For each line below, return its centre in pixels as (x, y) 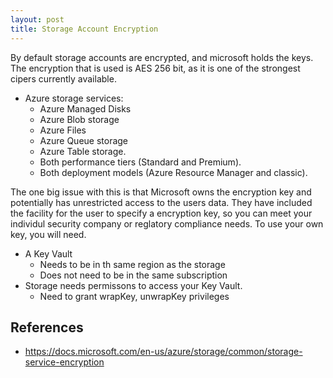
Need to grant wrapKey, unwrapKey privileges (134, 296)
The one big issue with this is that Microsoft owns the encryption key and (161, 192)
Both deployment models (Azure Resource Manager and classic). (173, 172)
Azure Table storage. (83, 151)
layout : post (37, 19)
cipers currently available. (63, 78)
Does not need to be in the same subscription (133, 275)
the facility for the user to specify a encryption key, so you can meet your (161, 213)
